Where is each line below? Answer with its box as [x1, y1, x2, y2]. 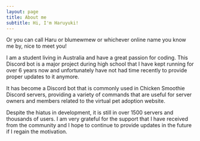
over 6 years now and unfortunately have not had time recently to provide [6, 67, 187, 74]
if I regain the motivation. [6, 128, 67, 135]
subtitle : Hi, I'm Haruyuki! [6, 20, 79, 26]
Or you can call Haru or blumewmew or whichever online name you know [6, 36, 186, 44]
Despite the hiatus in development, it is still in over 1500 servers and [6, 109, 174, 117]
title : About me [6, 14, 47, 20]
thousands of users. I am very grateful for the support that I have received [6, 115, 189, 122]
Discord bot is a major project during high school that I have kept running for [6, 60, 194, 68]
